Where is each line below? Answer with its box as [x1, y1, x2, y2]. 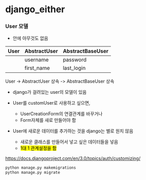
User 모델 [5, 23, 28, 30]
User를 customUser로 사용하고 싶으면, [12, 100, 91, 106]
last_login [63, 65, 86, 72]
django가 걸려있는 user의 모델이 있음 [12, 89, 87, 95]
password [63, 56, 86, 63]
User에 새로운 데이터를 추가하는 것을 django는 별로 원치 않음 [12, 128, 134, 134]
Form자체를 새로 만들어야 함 [20, 117, 76, 123]
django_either [5, 4, 65, 15]
